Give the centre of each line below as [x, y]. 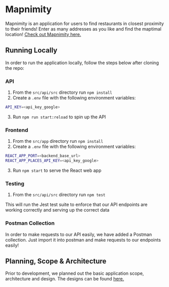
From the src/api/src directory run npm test [59, 195]
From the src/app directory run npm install [58, 141]
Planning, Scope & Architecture [56, 261]
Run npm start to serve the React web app [57, 170]
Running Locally [31, 50]
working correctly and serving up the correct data [57, 210]
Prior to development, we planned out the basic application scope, [75, 273]
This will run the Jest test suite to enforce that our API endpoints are [76, 204]
